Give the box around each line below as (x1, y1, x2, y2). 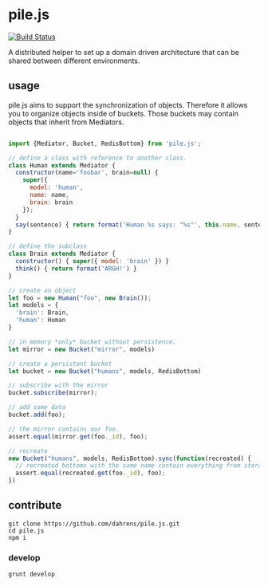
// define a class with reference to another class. (8, 154, 187, 162)
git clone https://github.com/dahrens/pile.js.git (8, 520, 180, 528)
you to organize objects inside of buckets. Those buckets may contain (8, 108, 239, 118)
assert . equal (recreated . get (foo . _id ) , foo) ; (15, 469, 166, 478)
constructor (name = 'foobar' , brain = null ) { (15, 169, 159, 177)
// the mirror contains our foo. (8, 425, 120, 433)
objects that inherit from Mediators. (8, 117, 124, 127)
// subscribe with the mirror (8, 381, 109, 390)
